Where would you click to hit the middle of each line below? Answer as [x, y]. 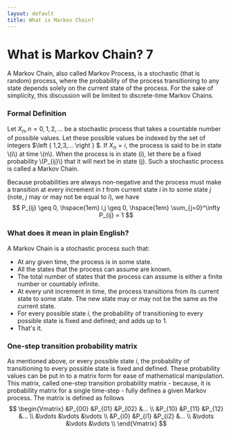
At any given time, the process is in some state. [84, 261]
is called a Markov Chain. [43, 169]
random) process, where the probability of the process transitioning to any [113, 81]
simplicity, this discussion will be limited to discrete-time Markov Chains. [111, 96]
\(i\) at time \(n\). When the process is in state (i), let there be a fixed [104, 154]
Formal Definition [37, 114]
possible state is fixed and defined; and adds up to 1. [92, 320]
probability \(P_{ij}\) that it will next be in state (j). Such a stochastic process [115, 162]
